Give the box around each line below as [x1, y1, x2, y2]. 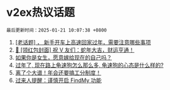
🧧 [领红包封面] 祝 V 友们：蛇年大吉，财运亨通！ [15, 46, 135, 54]
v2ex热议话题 [6, 5, 75, 19]
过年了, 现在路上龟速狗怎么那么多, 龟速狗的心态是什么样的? [15, 61, 164, 69]
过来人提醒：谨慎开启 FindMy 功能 [15, 77, 102, 84]
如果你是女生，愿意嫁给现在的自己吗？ [15, 54, 112, 61]
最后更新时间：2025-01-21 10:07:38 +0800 [6, 27, 107, 33]
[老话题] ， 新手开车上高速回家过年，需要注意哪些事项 [15, 38, 151, 46]
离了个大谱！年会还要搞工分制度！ [15, 69, 102, 76]
